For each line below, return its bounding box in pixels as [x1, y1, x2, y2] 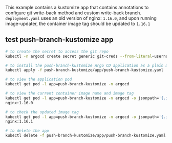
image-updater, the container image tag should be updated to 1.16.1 [5, 20, 150, 27]
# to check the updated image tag [5, 109, 79, 114]
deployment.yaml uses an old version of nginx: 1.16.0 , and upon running [5, 15, 157, 21]
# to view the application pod [5, 77, 72, 82]
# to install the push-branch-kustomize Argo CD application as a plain [5, 63, 164, 68]
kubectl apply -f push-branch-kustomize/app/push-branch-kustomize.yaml [5, 67, 164, 73]
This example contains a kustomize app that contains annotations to [5, 5, 149, 10]
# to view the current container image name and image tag [5, 91, 134, 96]
